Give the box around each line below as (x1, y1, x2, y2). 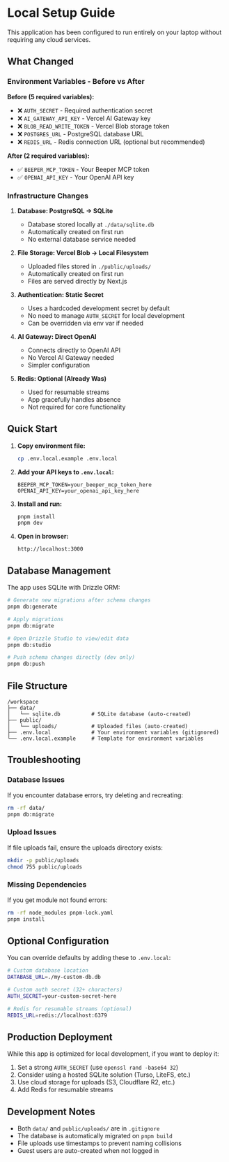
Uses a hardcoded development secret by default (27, 304, 171, 312)
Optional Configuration (7, 935, 109, 947)
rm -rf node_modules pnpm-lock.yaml (7, 909, 113, 916)
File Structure (7, 680, 68, 692)
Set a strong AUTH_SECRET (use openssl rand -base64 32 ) (17, 1063, 179, 1072)
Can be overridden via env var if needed (27, 319, 144, 327)
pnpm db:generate (7, 603, 58, 611)
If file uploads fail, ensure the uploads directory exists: (7, 843, 164, 852)
